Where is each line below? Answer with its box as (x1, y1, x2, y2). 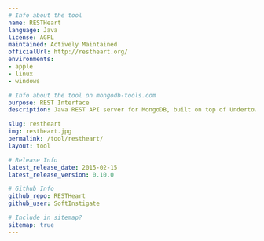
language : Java (8, 26, 58, 34)
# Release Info (8, 156, 58, 164)
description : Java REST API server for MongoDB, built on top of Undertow (8, 106, 258, 114)
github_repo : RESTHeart (8, 192, 86, 200)
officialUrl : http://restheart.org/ (8, 48, 128, 56)
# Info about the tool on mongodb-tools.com (8, 91, 156, 99)
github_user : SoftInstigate (8, 199, 101, 208)
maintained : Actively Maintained (8, 41, 118, 49)
